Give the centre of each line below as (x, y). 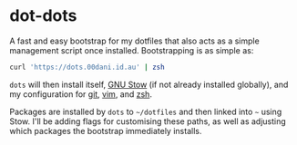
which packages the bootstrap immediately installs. (106, 130)
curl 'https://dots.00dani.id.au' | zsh (87, 67)
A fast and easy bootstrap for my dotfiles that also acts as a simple (134, 41)
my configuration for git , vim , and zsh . (81, 94)
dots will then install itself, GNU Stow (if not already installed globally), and (149, 84)
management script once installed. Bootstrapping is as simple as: (132, 50)
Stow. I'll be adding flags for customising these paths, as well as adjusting (148, 121)
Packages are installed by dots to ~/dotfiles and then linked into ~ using (146, 111)
